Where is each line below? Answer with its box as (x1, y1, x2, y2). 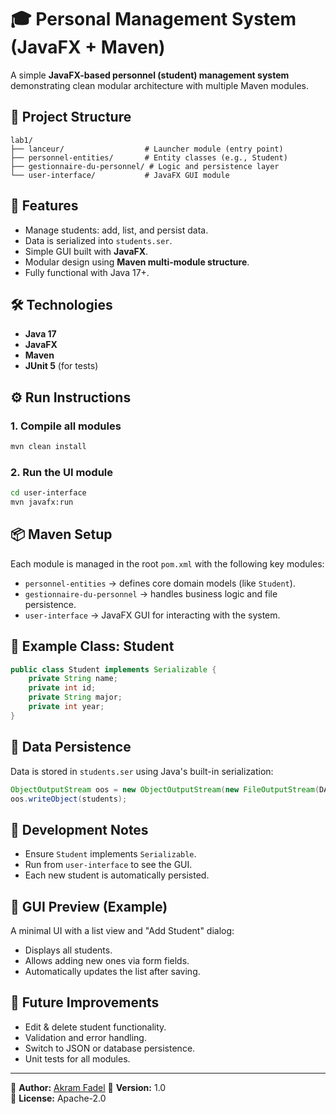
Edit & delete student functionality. (24, 1021, 167, 1033)
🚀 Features (10, 197, 79, 215)
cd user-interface (10, 488, 87, 498)
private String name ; (28, 674, 118, 684)
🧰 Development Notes (10, 821, 149, 838)
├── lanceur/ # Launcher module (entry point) (10, 144, 284, 154)
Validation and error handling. (24, 1031, 147, 1043)
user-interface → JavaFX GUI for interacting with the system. (24, 609, 281, 621)
